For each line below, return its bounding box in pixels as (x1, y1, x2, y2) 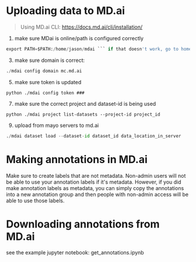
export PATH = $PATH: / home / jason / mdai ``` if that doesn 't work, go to (6, 46, 179, 52)
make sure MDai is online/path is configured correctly (14, 35, 144, 42)
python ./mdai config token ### (6, 89, 85, 96)
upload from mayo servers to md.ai (14, 122, 99, 129)
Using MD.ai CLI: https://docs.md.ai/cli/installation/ (20, 23, 143, 30)
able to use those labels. (6, 197, 65, 204)
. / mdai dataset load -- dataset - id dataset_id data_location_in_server (6, 133, 181, 139)
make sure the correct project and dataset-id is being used (14, 100, 156, 107)
